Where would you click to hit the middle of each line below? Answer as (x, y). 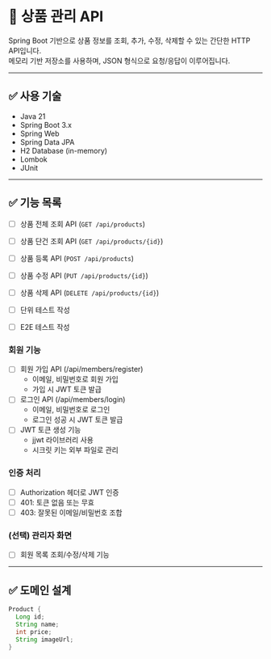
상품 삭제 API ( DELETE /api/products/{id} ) (90, 293)
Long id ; (30, 617)
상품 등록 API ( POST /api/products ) (77, 258)
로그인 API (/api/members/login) (73, 399)
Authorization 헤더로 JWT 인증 (69, 492)
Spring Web (40, 133)
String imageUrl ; (45, 640)
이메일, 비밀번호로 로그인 (71, 410)
